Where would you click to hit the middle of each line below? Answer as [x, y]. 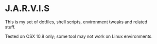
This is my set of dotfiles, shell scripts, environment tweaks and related [76, 22]
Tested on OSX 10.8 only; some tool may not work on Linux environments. [79, 36]
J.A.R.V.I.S [27, 8]
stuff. [10, 27]
